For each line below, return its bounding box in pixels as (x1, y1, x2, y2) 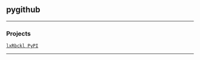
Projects (6, 29, 31, 37)
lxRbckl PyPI (6, 43, 39, 49)
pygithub (6, 5, 40, 15)
